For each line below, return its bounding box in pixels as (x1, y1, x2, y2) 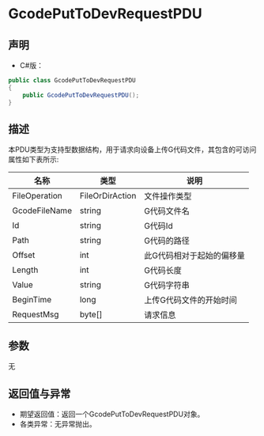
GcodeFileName (12, 205, 73, 216)
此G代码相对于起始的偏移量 (143, 250, 245, 261)
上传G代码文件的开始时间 (143, 294, 237, 305)
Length (12, 264, 39, 275)
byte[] (79, 309, 103, 320)
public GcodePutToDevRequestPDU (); (22, 91, 140, 99)
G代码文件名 (143, 206, 190, 217)
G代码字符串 (143, 280, 190, 291)
